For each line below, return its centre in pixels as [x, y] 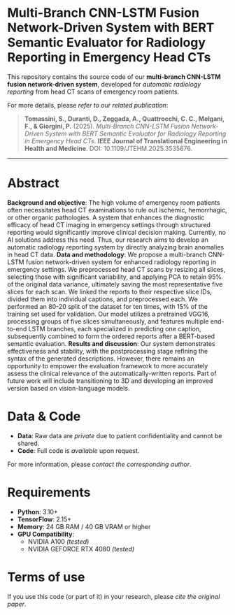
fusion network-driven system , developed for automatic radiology [104, 84]
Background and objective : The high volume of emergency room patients [114, 202]
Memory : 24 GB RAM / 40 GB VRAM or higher [84, 526]
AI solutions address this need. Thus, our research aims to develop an [108, 240]
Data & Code [44, 417]
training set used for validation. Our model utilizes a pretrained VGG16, [108, 314]
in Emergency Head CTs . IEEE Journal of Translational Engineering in [126, 140]
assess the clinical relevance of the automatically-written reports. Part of [112, 373]
